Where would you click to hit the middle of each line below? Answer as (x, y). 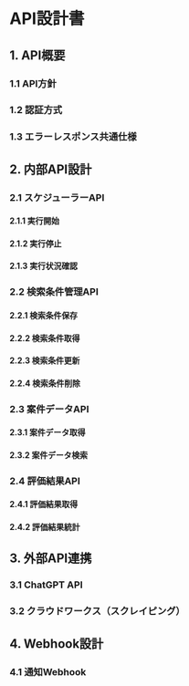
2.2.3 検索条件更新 (45, 360)
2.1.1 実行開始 (35, 221)
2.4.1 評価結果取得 (44, 504)
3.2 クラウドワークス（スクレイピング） (97, 611)
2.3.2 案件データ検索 (49, 455)
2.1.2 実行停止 (36, 244)
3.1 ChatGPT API (46, 585)
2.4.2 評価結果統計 (45, 526)
